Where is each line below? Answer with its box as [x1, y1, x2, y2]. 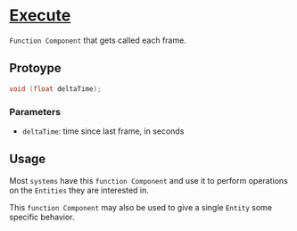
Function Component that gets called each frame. [9, 35, 187, 45]
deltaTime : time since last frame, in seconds [21, 126, 185, 136]
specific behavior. [9, 211, 75, 222]
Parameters [9, 105, 61, 118]
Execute [9, 5, 71, 26]
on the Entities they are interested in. [9, 185, 150, 195]
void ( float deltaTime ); [9, 84, 102, 94]
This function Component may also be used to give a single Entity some [9, 202, 273, 212]
